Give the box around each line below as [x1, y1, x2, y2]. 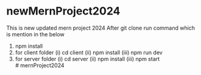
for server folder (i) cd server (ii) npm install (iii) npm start [15, 55, 160, 62]
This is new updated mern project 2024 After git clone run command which [6, 24, 196, 31]
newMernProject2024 [6, 4, 121, 18]
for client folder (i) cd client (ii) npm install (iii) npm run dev [15, 48, 163, 56]
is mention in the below [6, 30, 65, 37]
